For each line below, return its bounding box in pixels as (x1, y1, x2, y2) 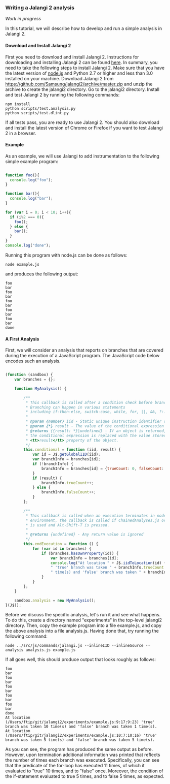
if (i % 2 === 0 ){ (10, 214, 44, 219)
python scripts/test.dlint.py (5, 110, 69, 115)
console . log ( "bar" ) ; (10, 196, 53, 201)
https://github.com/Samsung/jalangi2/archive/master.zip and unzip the (5, 81, 153, 87)
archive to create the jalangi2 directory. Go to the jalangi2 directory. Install (5, 86, 159, 92)
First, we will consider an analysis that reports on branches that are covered (5, 347, 163, 353)
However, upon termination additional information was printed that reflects (5, 751, 160, 758)
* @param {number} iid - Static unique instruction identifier (25, 419, 162, 424)
